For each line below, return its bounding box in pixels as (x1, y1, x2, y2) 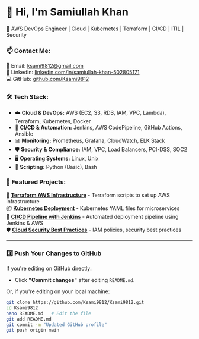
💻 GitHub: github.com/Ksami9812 (6, 76, 89, 83)
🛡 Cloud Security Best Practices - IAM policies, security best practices (6, 226, 182, 233)
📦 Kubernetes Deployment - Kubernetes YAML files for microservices (6, 205, 180, 212)
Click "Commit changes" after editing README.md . (14, 277, 135, 284)
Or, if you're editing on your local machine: (6, 288, 110, 295)
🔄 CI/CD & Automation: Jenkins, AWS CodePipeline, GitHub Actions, (14, 124, 182, 131)
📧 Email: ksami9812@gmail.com (6, 62, 84, 70)
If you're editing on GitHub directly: (6, 265, 92, 272)
